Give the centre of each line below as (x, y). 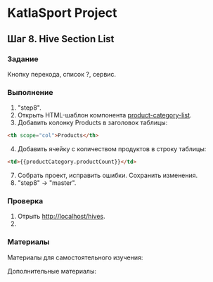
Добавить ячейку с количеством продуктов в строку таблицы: (112, 149)
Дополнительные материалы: (52, 271)
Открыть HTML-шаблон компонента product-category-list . (104, 115)
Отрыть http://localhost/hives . (61, 217)
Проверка (25, 200)
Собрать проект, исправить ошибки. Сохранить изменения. (108, 175)
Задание (23, 59)
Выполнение (30, 92)
